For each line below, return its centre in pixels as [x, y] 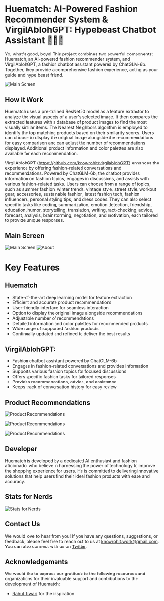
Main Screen [25, 236]
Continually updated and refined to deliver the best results [71, 334]
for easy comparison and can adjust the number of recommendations [75, 143]
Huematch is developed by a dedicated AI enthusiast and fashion [71, 461]
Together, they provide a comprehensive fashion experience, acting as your [82, 69]
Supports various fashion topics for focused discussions [69, 371]
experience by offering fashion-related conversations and [63, 168]
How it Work [24, 100]
